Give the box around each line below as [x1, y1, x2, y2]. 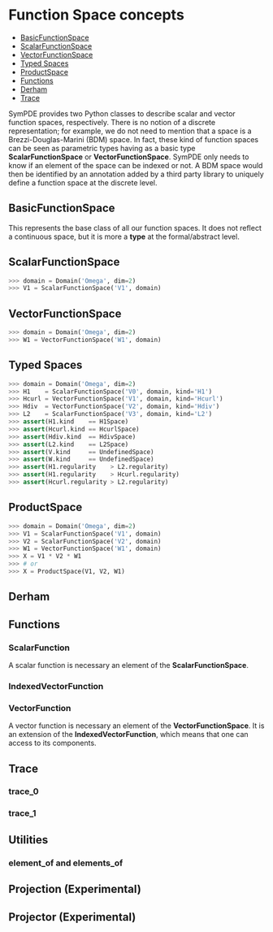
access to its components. [8, 738, 97, 748]
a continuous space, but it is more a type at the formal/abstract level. [8, 232, 240, 241]
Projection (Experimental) [8, 882, 142, 896]
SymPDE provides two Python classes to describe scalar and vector [8, 108, 236, 119]
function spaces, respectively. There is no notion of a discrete [8, 117, 216, 127]
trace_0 [8, 786, 39, 797]
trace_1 [8, 808, 37, 819]
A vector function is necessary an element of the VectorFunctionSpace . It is [8, 721, 265, 730]
